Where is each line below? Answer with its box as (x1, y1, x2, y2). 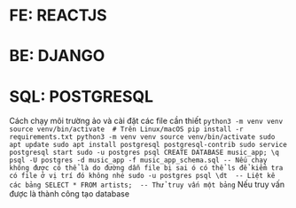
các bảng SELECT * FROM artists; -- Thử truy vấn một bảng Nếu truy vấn (9, 179, 285, 190)
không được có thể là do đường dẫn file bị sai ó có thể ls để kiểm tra (9, 164, 284, 173)
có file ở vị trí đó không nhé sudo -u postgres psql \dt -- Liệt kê (9, 172, 276, 181)
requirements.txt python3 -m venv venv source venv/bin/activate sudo (9, 133, 276, 142)
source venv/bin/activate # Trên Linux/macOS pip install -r (9, 125, 244, 134)
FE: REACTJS (9, 5, 108, 26)
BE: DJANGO (9, 46, 105, 66)
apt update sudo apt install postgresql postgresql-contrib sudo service (9, 141, 288, 150)
